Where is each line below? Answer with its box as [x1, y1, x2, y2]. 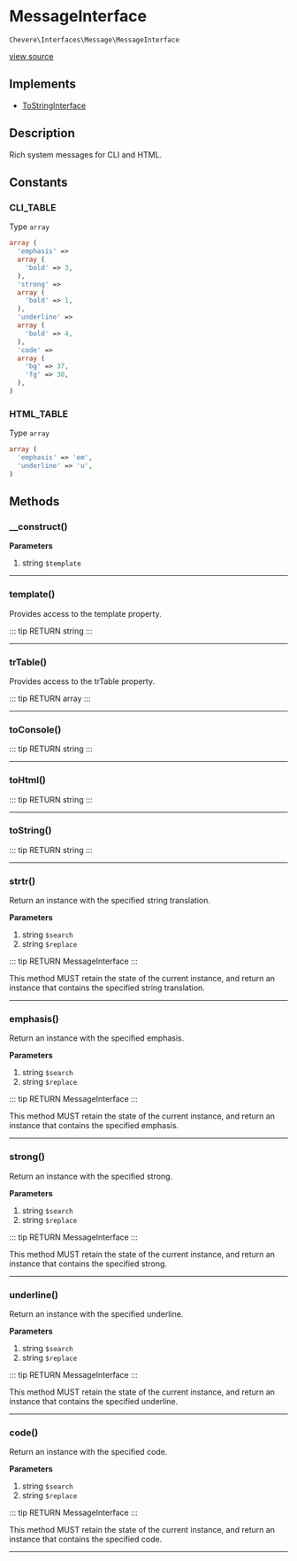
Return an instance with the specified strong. [9, 1171, 173, 1181]
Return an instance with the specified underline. [9, 1309, 184, 1319]
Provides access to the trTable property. [9, 675, 156, 687]
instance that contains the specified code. [9, 1534, 163, 1545]
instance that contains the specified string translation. [9, 982, 205, 993]
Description [9, 126, 75, 141]
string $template [21, 557, 81, 568]
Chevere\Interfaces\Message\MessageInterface [9, 35, 179, 44]
